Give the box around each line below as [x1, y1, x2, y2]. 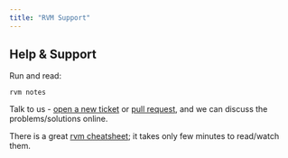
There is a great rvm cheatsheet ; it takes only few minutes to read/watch [9, 131, 280, 142]
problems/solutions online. [9, 114, 108, 125]
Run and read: [9, 70, 61, 81]
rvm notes [9, 88, 47, 98]
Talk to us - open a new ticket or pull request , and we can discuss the [9, 104, 268, 115]
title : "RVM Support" [9, 13, 91, 23]
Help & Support [9, 47, 98, 62]
